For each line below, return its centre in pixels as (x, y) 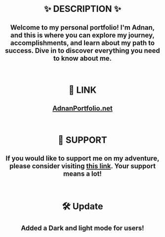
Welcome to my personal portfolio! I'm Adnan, (82, 27)
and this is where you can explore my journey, (82, 35)
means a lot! (82, 174)
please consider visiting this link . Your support (82, 166)
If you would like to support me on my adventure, (82, 158)
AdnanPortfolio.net (82, 108)
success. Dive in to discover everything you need (82, 51)
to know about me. (82, 58)
